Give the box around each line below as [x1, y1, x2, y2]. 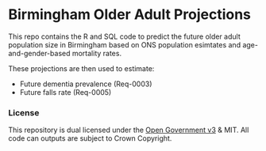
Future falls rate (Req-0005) [19, 87, 112, 96]
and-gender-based [8, 48, 71, 58]
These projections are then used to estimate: [8, 63, 155, 73]
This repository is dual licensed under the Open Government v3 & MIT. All [8, 125, 249, 135]
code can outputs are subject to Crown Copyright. [8, 134, 172, 143]
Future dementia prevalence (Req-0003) [19, 79, 152, 89]
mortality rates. [71, 48, 121, 58]
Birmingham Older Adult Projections [8, 6, 252, 24]
